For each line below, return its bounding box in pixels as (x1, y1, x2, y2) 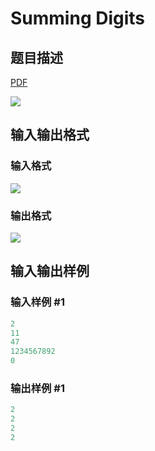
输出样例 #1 (10, 381, 65, 395)
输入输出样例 (10, 263, 90, 280)
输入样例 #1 (10, 295, 65, 309)
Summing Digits (10, 7, 146, 30)
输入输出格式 (10, 127, 90, 144)
